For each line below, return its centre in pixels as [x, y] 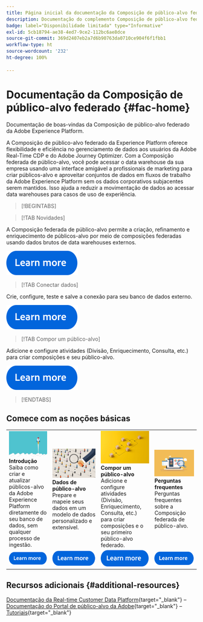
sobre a [164, 507]
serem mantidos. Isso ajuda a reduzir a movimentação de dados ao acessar [100, 187]
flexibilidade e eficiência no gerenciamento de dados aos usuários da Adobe [101, 149]
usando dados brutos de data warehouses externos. [71, 242]
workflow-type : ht [29, 45]
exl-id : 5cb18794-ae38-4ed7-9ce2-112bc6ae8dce [66, 32]
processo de [24, 538]
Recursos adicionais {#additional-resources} [93, 585]
